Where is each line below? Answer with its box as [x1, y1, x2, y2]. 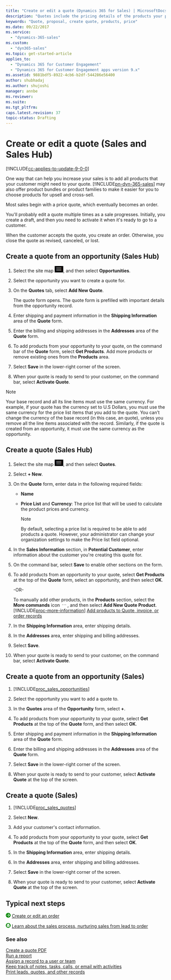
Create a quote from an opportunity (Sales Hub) [6, 252, 159, 261]
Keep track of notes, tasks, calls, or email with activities [6, 964, 122, 970]
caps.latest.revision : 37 [6, 110, 60, 115]
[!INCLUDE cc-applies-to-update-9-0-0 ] [6, 166, 89, 172]
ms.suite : [6, 99, 27, 104]
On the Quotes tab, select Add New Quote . [13, 287, 104, 293]
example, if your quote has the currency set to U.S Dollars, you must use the [6, 404, 165, 410]
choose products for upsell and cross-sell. [6, 192, 94, 198]
